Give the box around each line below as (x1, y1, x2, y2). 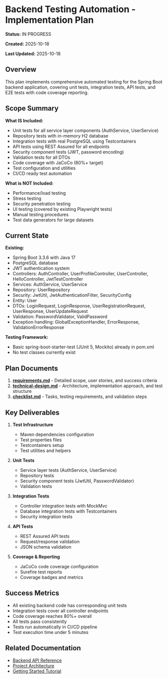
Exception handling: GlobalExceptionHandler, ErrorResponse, (12, 319, 140, 325)
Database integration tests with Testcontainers (20, 508, 117, 514)
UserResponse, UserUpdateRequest (12, 308, 88, 314)
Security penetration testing (12, 201, 71, 207)
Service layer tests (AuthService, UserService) (20, 467, 117, 473)
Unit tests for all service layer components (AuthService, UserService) (12, 127, 159, 133)
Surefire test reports (20, 569, 62, 575)
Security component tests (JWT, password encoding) (12, 149, 124, 155)
